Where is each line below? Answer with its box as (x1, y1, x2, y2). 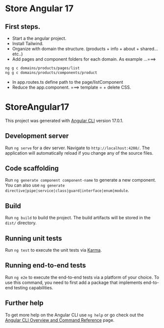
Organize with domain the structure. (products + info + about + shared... (12, 46, 158, 51)
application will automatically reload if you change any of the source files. (5, 150, 153, 156)
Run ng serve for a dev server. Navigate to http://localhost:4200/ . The (5, 145, 150, 151)
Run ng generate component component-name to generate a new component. (5, 177, 157, 183)
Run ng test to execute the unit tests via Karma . (5, 247, 102, 253)
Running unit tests (5, 234, 62, 242)
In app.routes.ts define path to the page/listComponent (12, 79, 123, 85)
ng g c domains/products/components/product (5, 70, 97, 75)
